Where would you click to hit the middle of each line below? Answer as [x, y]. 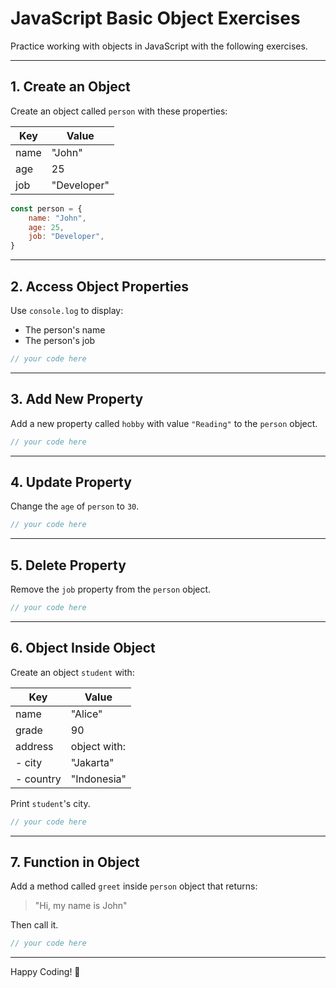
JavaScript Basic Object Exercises [155, 18]
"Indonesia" [98, 779]
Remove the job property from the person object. [111, 589]
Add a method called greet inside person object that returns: [134, 886]
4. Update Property [71, 482]
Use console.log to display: [67, 310]
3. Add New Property [77, 399]
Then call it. [34, 925]
